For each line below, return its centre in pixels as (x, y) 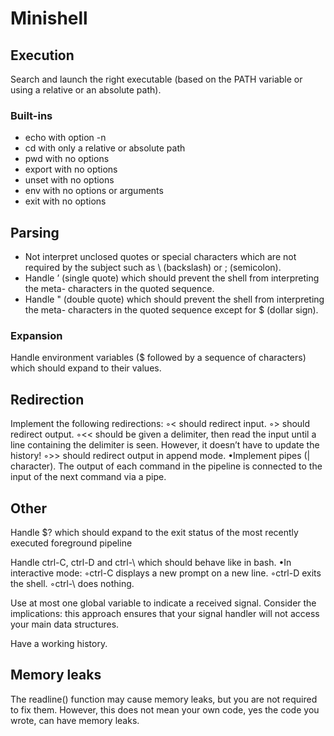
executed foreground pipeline (71, 543)
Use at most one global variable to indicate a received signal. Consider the (163, 603)
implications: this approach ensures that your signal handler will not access (165, 614)
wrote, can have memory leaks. (75, 720)
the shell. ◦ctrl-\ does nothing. (72, 584)
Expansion (36, 336)
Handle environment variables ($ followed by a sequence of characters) (158, 358)
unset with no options (69, 180)
